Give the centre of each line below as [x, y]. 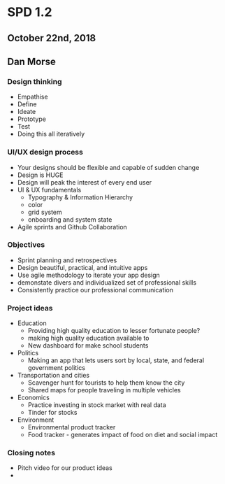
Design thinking [35, 81]
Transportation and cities [53, 376]
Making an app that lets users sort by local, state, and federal [116, 360]
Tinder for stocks [52, 413]
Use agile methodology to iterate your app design [89, 275]
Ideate [27, 112]
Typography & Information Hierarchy [80, 197]
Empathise [32, 97]
